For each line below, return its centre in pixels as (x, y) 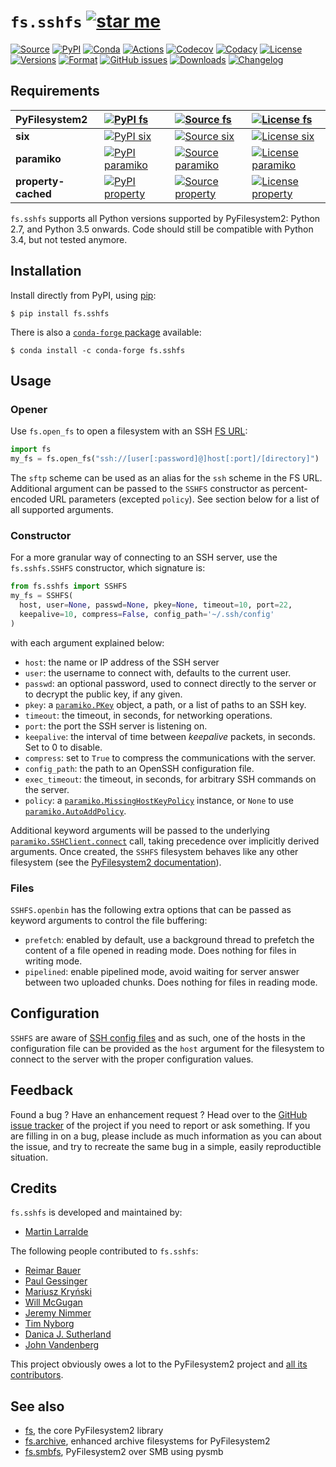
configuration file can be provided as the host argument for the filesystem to (167, 1048)
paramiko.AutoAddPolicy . (75, 811)
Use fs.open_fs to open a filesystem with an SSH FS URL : (129, 431)
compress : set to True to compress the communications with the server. (170, 757)
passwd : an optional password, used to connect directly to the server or (170, 683)
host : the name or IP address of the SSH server (122, 662)
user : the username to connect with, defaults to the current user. (158, 672)
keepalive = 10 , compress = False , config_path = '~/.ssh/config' (147, 614)
